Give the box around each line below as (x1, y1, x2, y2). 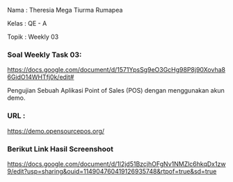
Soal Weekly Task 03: (7, 50, 82, 60)
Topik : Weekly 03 (7, 33, 59, 41)
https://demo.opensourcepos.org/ (7, 127, 105, 135)
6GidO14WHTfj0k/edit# (7, 73, 74, 82)
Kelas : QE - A (7, 19, 47, 27)
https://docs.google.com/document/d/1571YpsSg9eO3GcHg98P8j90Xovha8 (7, 66, 226, 74)
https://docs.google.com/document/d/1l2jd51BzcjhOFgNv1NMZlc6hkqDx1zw (7, 159, 226, 168)
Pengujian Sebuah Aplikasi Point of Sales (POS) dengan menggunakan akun (7, 87, 225, 95)
